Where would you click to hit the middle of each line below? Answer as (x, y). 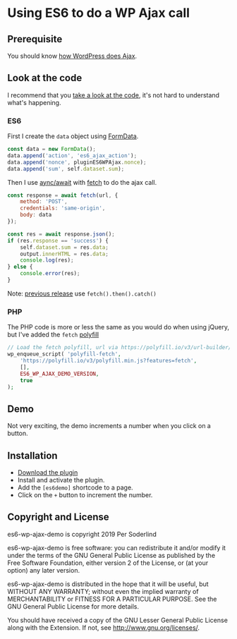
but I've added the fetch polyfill (53, 335)
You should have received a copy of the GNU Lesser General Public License (117, 620)
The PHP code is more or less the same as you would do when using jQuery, (119, 327)
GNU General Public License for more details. (73, 606)
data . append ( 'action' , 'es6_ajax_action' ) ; (72, 156)
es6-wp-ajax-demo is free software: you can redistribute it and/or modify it (116, 547)
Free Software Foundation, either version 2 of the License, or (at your (108, 563)
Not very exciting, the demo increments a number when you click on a (109, 426)
